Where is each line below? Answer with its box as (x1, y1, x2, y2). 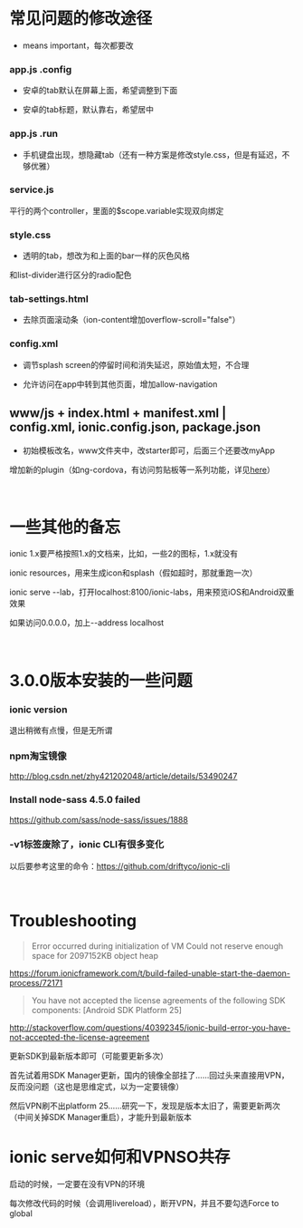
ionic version (9, 703, 68, 716)
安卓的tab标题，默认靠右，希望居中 (22, 104, 154, 115)
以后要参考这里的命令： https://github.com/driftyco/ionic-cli (9, 860, 231, 871)
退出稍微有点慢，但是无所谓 (9, 724, 113, 735)
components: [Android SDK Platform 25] (31, 1004, 183, 1015)
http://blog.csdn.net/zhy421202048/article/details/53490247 (9, 771, 238, 782)
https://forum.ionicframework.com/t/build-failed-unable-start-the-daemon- (9, 967, 291, 979)
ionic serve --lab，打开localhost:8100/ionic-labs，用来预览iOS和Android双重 (9, 586, 295, 598)
